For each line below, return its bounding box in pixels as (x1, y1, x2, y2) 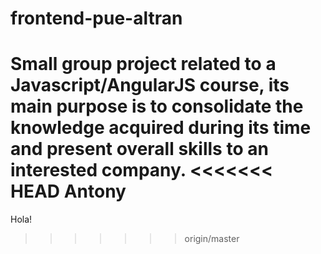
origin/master (184, 233, 240, 245)
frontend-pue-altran (10, 7, 183, 30)
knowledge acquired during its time (10, 117, 312, 139)
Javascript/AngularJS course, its (10, 74, 290, 97)
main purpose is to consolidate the (10, 95, 304, 118)
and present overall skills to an (10, 138, 269, 161)
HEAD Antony (10, 180, 127, 203)
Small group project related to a (10, 53, 277, 76)
